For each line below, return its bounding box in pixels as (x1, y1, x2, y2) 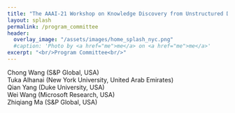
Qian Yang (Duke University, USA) (7, 83, 105, 91)
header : (7, 29, 30, 37)
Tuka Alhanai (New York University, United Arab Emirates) (7, 75, 174, 84)
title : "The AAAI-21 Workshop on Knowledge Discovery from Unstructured (7, 10, 224, 17)
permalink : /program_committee (7, 23, 99, 30)
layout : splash (7, 17, 52, 24)
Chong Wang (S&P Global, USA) (7, 68, 99, 77)
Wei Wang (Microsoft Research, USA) (7, 90, 115, 98)
